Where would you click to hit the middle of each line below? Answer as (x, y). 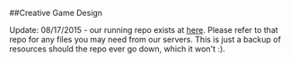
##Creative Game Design (56, 13)
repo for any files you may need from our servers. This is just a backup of (145, 39)
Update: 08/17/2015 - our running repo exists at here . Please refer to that (144, 30)
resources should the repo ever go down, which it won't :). (118, 49)
